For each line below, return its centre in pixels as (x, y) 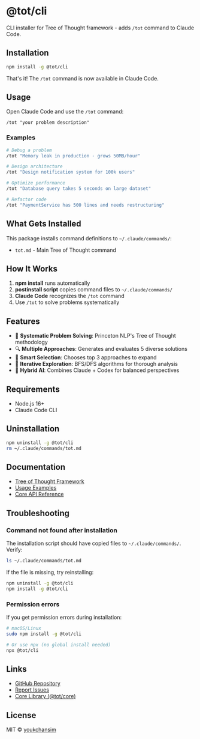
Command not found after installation (62, 530)
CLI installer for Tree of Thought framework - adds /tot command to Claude (100, 28)
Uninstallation (33, 429)
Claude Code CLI (36, 410)
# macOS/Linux (24, 628)
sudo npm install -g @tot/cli (44, 634)
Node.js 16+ (30, 403)
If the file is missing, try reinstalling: (50, 572)
